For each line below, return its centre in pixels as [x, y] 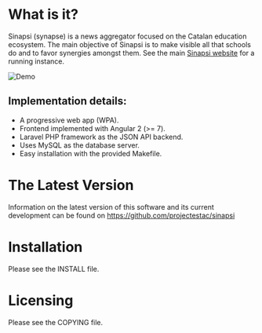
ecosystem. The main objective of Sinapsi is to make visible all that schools [129, 44]
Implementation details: [67, 101]
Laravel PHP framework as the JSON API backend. [101, 137]
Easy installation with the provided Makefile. [91, 153]
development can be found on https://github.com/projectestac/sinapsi [122, 215]
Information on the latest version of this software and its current [111, 207]
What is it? [44, 15]
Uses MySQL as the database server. [79, 145]
